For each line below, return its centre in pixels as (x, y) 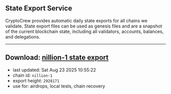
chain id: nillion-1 (32, 75)
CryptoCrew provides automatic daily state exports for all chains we (76, 20)
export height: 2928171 (36, 80)
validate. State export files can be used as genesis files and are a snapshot (84, 26)
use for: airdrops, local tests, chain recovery (59, 86)
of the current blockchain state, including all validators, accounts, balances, (84, 31)
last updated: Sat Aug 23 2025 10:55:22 (54, 70)
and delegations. (23, 37)
